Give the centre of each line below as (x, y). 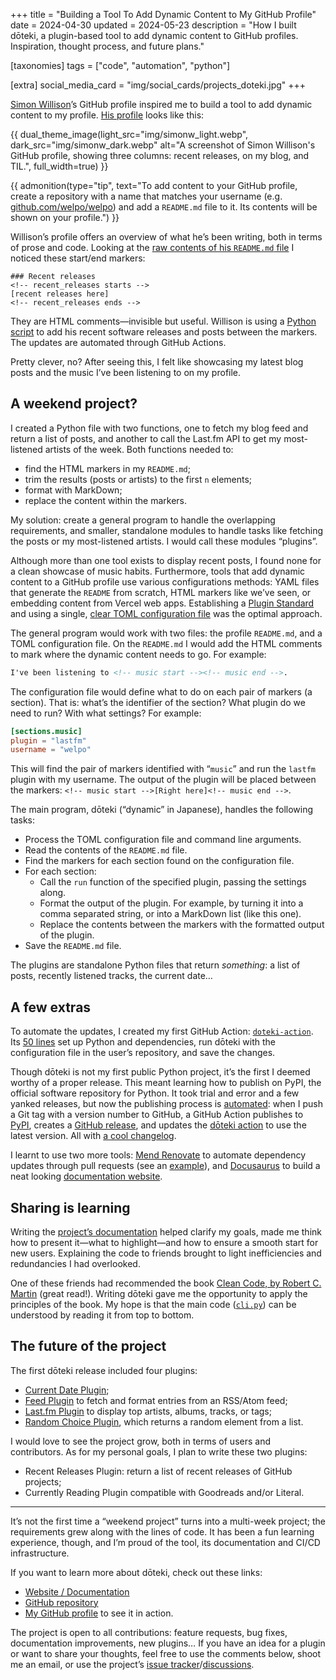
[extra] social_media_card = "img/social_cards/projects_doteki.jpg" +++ (158, 85)
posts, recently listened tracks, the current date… (111, 976)
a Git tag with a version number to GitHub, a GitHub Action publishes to (157, 1115)
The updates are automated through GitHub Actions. (118, 342)
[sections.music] (46, 731)
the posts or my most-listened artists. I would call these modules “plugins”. (164, 541)
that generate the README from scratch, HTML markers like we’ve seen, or (161, 592)
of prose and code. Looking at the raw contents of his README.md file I (152, 247)
